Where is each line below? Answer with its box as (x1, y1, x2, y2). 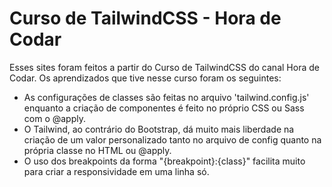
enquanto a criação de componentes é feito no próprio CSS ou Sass (23, 102, 305, 114)
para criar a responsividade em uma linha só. (23, 165, 210, 177)
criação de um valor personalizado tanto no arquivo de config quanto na (23, 133, 322, 146)
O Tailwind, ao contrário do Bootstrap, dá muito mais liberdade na (23, 123, 295, 135)
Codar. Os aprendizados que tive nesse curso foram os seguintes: (9, 72, 282, 84)
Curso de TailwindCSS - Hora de (9, 7, 282, 30)
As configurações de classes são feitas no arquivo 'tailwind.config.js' (23, 91, 310, 103)
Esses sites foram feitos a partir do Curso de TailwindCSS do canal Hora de (9, 61, 320, 73)
